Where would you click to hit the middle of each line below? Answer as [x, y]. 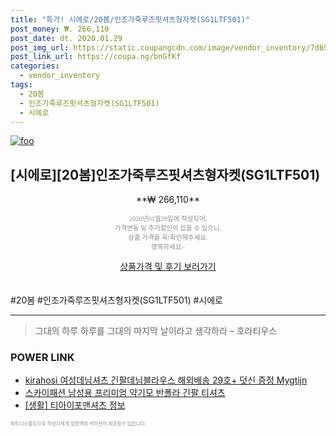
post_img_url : [40, 47]
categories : [35, 66]
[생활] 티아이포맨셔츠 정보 [75, 405]
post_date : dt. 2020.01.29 [66, 38]
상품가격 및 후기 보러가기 [168, 267]
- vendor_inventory [60, 76]
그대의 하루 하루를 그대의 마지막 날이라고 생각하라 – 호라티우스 [156, 331]
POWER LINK [42, 358]
